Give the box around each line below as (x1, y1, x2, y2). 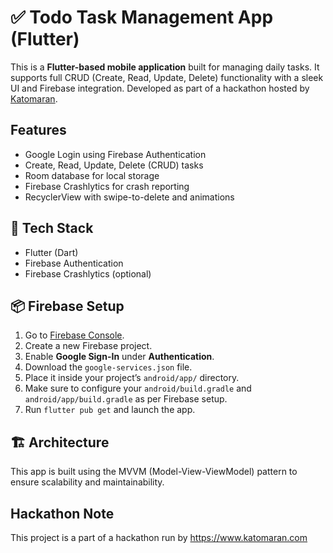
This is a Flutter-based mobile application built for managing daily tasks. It (10, 61, 320, 73)
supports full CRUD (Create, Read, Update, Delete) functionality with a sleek (10, 71, 324, 83)
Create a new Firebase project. (24, 340, 153, 352)
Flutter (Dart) (24, 246, 79, 258)
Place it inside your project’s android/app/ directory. (24, 372, 240, 384)
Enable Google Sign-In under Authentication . (24, 351, 215, 363)
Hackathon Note (10, 505, 115, 522)
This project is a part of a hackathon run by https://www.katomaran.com (10, 532, 308, 543)
